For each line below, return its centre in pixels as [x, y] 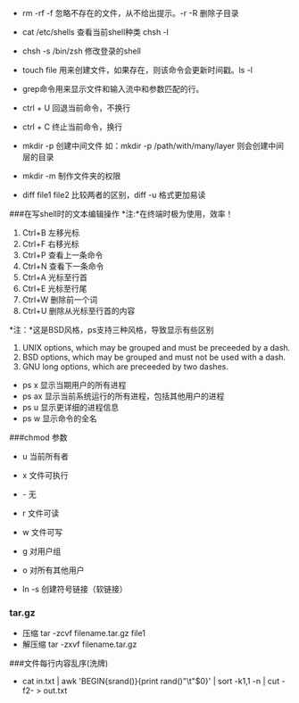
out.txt [55, 691]
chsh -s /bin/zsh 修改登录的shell [81, 51]
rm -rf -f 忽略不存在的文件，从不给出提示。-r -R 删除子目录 [130, 13]
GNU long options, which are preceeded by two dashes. [125, 367]
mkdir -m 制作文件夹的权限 [71, 176]
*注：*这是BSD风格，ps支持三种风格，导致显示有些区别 [112, 330]
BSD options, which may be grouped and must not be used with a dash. [154, 357]
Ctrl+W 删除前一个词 [60, 300]
